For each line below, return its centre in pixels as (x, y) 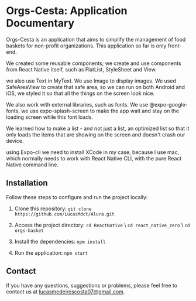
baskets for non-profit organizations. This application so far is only (86, 46)
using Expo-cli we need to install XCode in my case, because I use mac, (93, 152)
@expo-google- (169, 104)
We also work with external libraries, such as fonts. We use (77, 104)
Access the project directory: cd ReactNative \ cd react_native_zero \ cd (102, 225)
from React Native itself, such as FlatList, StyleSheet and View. (81, 69)
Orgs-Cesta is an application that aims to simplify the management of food (96, 39)
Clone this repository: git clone (53, 208)
